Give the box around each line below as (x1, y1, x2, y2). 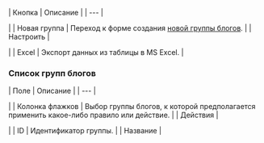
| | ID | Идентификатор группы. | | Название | (8, 126, 162, 136)
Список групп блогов (8, 67, 97, 78)
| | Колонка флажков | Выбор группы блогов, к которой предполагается (8, 102, 256, 111)
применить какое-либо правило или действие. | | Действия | (8, 110, 219, 120)
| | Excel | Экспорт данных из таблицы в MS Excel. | (8, 48, 184, 57)
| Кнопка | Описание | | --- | (8, 8, 103, 17)
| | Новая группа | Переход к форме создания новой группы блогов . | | (8, 23, 252, 32)
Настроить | (8, 32, 50, 41)
